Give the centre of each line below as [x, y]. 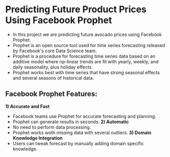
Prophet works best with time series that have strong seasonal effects [86, 72]
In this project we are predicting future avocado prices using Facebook [87, 34]
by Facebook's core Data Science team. [55, 51]
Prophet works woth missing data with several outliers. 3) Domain [82, 132]
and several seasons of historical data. [53, 78]
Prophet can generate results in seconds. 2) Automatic [71, 122]
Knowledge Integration [38, 138]
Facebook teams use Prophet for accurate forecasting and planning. [84, 116]
